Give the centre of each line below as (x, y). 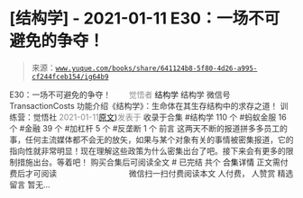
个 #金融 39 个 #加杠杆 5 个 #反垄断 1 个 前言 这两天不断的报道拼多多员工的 (149, 128)
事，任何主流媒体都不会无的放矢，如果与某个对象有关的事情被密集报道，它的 (151, 139)
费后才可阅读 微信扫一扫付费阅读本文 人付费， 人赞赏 (142, 173)
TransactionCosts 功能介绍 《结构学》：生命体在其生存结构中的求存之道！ (144, 105)
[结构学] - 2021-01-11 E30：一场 (129, 18)
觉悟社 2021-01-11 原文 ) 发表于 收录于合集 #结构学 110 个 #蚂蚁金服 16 (160, 117)
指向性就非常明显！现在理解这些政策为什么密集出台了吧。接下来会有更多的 (147, 150)
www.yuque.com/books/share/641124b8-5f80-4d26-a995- (156, 68)
